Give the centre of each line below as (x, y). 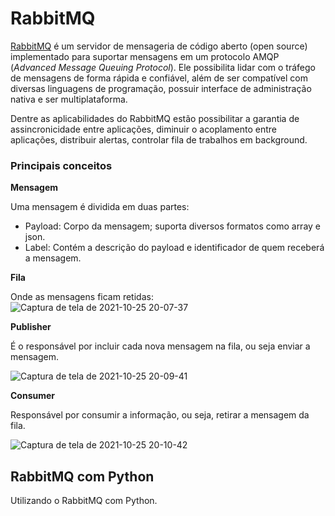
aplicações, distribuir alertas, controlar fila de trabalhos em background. (159, 139)
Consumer (33, 396)
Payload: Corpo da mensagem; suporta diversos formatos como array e (173, 226)
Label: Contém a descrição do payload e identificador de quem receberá (174, 248)
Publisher (31, 327)
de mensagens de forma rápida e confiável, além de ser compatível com (159, 78)
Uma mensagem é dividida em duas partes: (100, 207)
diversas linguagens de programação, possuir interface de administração (161, 88)
